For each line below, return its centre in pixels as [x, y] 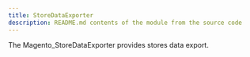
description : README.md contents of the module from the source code [125, 23]
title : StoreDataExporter [51, 15]
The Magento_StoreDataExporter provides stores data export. [109, 45]
